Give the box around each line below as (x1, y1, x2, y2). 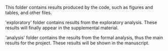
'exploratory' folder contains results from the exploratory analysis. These (5, 20, 157, 25)
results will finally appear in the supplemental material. (5, 25, 119, 31)
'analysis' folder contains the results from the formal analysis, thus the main (5, 35, 163, 40)
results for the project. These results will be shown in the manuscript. (5, 40, 150, 46)
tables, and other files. (5, 10, 52, 16)
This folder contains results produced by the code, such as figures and (5, 5, 153, 10)
